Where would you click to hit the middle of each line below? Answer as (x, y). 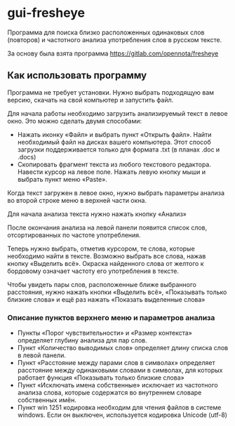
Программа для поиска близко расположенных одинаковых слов (106, 32)
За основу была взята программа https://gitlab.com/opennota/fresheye (113, 53)
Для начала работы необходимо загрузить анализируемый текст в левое (117, 113)
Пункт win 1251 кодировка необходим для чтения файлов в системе (119, 408)
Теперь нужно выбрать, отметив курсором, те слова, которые (101, 248)
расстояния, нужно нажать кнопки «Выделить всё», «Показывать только (117, 292)
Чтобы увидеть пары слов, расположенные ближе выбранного (102, 284)
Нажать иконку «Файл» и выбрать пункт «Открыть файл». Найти (114, 134)
